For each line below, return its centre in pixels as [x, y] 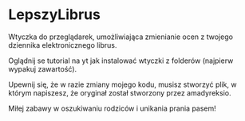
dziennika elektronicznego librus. [63, 45]
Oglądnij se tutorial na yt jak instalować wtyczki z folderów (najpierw [121, 60]
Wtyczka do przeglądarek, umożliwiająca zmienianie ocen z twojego [121, 37]
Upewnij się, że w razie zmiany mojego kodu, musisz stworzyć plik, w [122, 84]
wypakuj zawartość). [43, 68]
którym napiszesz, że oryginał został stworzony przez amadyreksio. [120, 92]
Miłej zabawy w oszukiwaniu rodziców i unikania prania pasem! [113, 108]
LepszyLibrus [55, 15]
